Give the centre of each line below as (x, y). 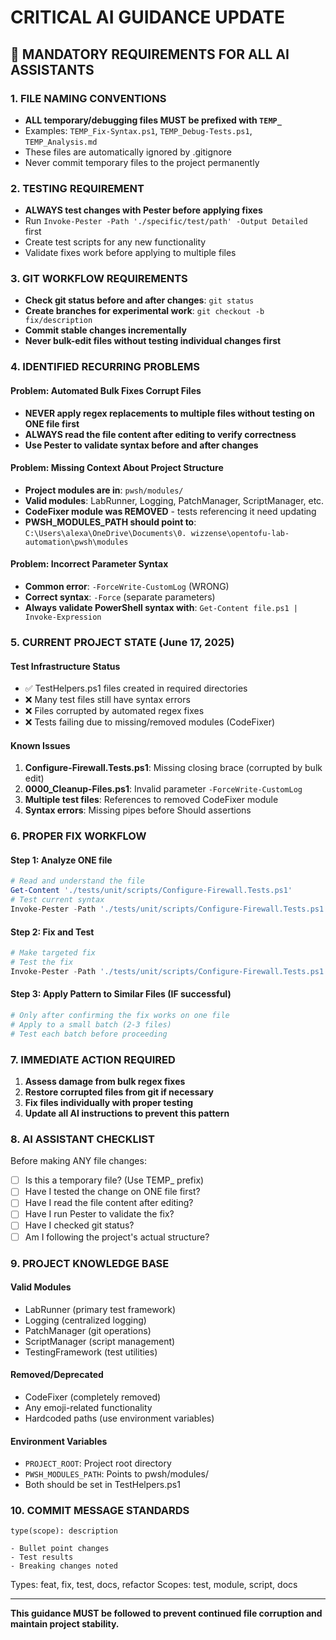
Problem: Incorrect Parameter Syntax (89, 564)
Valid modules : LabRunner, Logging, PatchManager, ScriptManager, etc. (174, 500)
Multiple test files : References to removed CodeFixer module (151, 800)
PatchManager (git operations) (88, 1330)
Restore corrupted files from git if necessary (119, 1092)
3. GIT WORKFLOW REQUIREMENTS (99, 279)
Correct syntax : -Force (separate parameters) (120, 597)
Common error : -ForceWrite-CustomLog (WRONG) (127, 586)
